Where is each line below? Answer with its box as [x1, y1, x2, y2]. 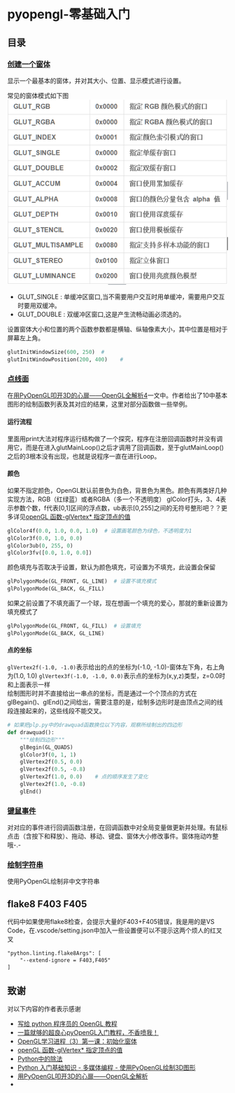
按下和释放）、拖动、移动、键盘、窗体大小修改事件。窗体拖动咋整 [31, 832, 219, 841]
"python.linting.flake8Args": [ [7, 950, 101, 957]
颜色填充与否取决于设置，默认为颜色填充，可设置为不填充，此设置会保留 [7, 563, 215, 571]
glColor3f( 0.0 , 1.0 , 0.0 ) [7, 534, 83, 542]
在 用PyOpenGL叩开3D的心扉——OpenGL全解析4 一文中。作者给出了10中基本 [7, 391, 228, 400]
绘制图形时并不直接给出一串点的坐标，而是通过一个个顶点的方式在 [7, 689, 197, 698]
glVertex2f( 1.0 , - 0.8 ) [20, 781, 86, 788]
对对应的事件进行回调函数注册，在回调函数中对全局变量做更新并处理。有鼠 [7, 823, 222, 831]
